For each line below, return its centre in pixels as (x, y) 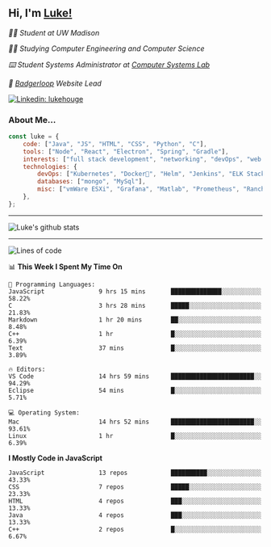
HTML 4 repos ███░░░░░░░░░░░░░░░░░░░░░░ (135, 501)
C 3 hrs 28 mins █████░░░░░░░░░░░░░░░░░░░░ (135, 305)
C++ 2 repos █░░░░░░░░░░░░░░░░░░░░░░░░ (135, 529)
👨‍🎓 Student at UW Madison (54, 32)
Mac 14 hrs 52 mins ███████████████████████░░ (135, 422)
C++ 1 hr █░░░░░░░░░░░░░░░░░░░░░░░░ (135, 334)
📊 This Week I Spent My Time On (65, 267)
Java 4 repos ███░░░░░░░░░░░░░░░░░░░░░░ (135, 515)
